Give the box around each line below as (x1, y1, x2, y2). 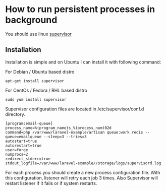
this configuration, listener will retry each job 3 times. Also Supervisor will (5, 175, 158, 181)
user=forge (5, 147, 28, 152)
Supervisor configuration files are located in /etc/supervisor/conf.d (5, 106, 144, 112)
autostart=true (5, 139, 37, 144)
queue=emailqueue (5, 134, 42, 139)
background (5, 14, 58, 26)
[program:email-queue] (5, 121, 53, 126)
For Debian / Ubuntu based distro (5, 69, 75, 75)
